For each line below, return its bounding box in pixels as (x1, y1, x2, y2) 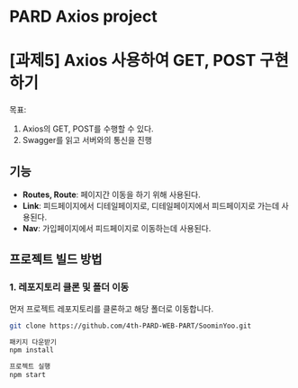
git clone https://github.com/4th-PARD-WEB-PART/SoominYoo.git (9, 321, 252, 330)
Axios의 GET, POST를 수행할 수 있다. (22, 123, 155, 134)
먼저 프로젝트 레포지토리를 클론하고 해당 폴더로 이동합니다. (9, 303, 214, 314)
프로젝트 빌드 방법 (9, 252, 103, 267)
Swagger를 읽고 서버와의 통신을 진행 (22, 135, 153, 146)
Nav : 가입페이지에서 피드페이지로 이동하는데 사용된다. (22, 222, 212, 233)
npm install (9, 346, 54, 355)
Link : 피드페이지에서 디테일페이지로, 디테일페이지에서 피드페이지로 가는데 (22, 200, 280, 211)
